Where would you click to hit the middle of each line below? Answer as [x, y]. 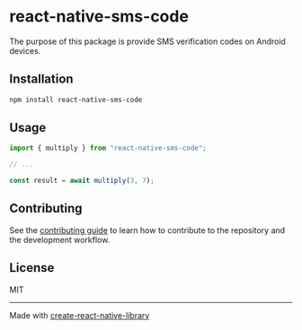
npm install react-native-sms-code [76, 100]
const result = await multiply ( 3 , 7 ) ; [82, 181]
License [32, 268]
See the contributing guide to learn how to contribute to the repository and [147, 230]
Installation [41, 79]
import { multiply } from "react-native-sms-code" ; [108, 148]
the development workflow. [60, 239]
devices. [25, 50]
